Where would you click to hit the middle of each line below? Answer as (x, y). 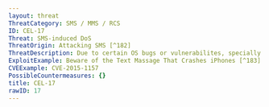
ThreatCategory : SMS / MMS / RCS (64, 23)
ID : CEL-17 (27, 31)
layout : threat (34, 16)
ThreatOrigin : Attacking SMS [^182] (70, 46)
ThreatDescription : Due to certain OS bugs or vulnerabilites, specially (135, 53)
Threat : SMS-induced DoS (50, 38)
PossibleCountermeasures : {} (57, 76)
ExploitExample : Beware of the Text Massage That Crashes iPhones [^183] (135, 61)
